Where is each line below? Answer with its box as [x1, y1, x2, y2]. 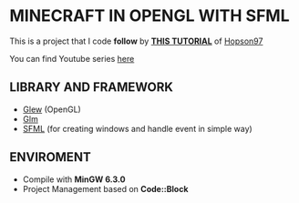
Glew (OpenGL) [22, 104, 82, 115]
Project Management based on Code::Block [22, 183, 189, 194]
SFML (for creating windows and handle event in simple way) [22, 123, 253, 134]
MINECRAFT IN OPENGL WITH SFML [9, 5, 290, 26]
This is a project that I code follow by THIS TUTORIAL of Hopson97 [9, 36, 263, 46]
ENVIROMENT [9, 149, 91, 165]
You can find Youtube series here [9, 53, 135, 64]
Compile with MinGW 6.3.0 [22, 174, 126, 185]
